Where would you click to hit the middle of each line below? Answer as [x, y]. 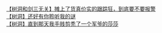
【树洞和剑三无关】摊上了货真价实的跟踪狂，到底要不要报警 [81, 9]
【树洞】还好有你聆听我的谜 [41, 16]
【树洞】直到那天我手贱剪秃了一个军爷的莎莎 [62, 24]
